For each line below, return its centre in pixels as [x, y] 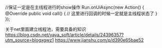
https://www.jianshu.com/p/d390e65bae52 [99, 40]
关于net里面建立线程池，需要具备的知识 [46, 29]
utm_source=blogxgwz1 [29, 40]
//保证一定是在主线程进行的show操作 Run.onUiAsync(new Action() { [75, 7]
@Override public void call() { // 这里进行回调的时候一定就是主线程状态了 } [81, 13]
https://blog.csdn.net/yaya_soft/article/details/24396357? [65, 35]
